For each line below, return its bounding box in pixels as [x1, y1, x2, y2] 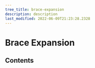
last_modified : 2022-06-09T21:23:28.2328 [5, 16, 91, 21]
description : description [5, 12, 57, 17]
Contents [5, 56, 34, 65]
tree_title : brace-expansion [5, 7, 64, 12]
